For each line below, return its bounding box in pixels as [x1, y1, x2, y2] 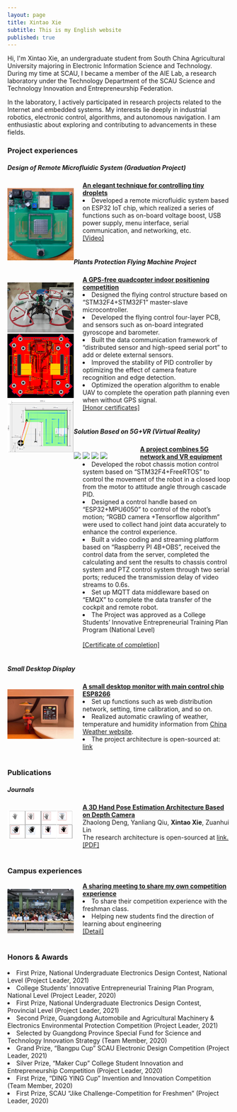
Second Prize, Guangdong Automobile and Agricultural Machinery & [16, 1014, 214, 1022]
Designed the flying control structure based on [91, 290, 228, 299]
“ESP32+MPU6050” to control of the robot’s [82, 505, 211, 514]
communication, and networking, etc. [82, 227, 191, 235]
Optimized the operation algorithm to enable [91, 381, 221, 390]
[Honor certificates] [82, 404, 140, 412]
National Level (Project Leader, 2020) [7, 991, 117, 999]
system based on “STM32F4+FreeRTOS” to [82, 467, 210, 476]
